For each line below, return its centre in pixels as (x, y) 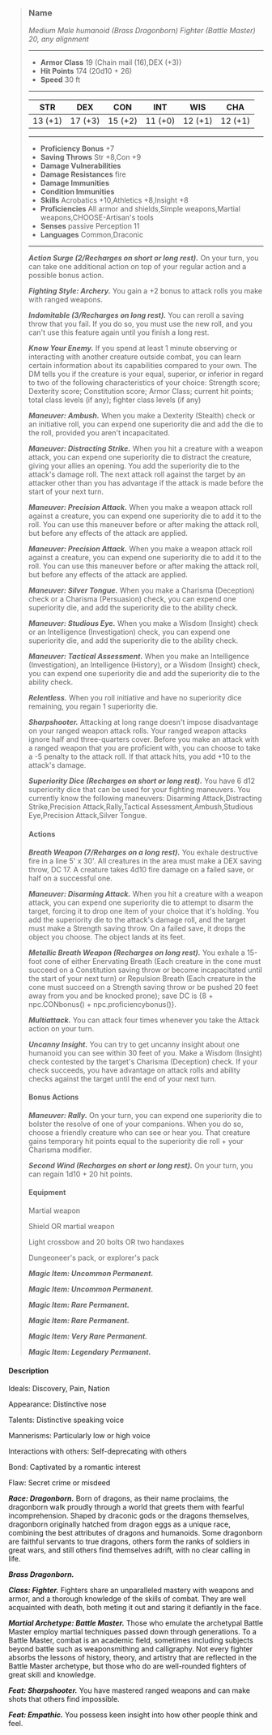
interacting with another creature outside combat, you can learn (134, 357)
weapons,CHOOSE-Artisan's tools (97, 217)
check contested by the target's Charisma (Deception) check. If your (143, 1061)
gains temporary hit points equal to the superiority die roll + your (136, 1141)
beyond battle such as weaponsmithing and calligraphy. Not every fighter (131, 1649)
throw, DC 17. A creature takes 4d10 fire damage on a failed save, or (141, 869)
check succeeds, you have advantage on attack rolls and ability (134, 1070)
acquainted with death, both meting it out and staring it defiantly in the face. (135, 1608)
